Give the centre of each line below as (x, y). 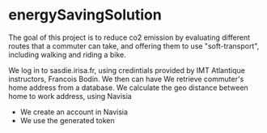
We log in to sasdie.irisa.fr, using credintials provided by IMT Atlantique (127, 70)
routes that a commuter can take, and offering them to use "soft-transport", (134, 45)
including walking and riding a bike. (68, 54)
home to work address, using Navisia (70, 96)
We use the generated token (67, 120)
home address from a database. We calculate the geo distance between (128, 88)
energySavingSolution (85, 15)
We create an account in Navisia (74, 112)
